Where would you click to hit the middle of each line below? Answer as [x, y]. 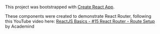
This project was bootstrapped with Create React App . [60, 7]
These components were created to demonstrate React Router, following [78, 16]
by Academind [20, 26]
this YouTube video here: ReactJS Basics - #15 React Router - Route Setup [80, 21]
